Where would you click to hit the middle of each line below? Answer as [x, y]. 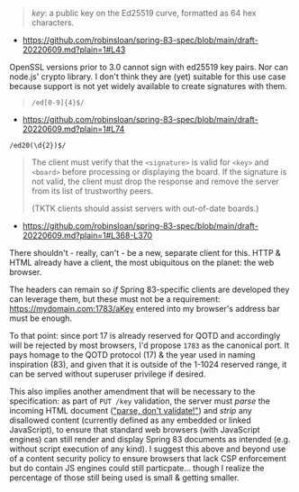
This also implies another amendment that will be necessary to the [132, 392]
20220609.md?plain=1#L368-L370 [87, 235]
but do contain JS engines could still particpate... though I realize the [137, 468]
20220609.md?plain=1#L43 [74, 50]
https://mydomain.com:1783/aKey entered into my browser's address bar [145, 309]
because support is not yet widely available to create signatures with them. [149, 86]
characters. [53, 23]
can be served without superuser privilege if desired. [108, 374]
